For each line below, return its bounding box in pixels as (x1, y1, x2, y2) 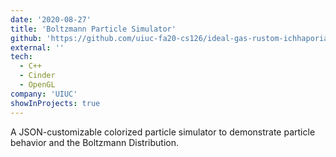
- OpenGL (19, 80, 56, 90)
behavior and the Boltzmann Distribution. (10, 136, 179, 148)
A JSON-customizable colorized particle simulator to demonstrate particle (10, 126, 316, 138)
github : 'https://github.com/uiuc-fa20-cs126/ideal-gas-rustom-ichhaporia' (10, 33, 333, 43)
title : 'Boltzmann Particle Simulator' (10, 24, 177, 34)
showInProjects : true (10, 98, 101, 108)
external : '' (10, 42, 65, 53)
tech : (10, 52, 33, 62)
